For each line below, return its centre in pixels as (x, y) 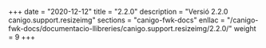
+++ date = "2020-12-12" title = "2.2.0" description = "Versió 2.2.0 (118, 12)
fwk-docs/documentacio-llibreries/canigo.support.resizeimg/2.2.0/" (120, 28)
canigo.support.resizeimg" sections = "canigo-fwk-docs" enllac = (117, 20)
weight (245, 28)
